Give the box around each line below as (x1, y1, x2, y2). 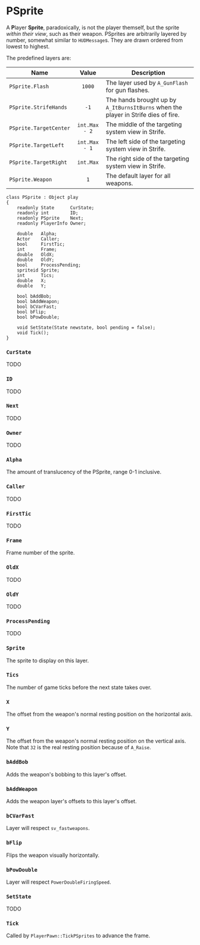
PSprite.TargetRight (9, 159, 67, 166)
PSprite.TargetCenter (9, 124, 70, 132)
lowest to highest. (6, 43, 50, 50)
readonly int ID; (17, 210, 79, 216)
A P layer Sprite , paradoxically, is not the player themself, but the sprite (6, 24, 180, 31)
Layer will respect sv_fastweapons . (6, 825, 90, 832)
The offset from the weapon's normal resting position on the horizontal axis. (6, 710, 192, 718)
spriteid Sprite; (17, 267, 60, 273)
